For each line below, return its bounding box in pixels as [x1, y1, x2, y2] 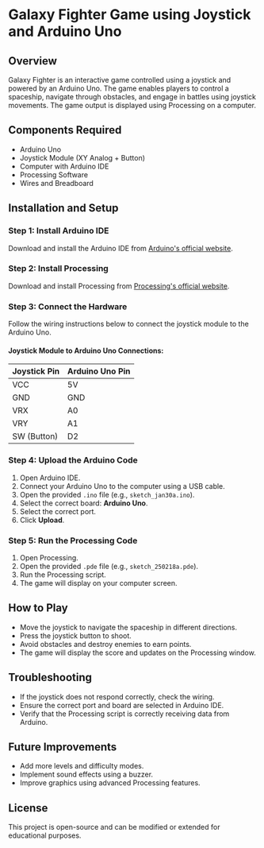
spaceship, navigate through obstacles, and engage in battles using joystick [8, 92, 256, 101]
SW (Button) [12, 431, 59, 442]
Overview [8, 54, 58, 68]
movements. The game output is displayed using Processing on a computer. [8, 101, 256, 110]
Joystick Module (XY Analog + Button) [19, 153, 145, 162]
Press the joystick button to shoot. [19, 630, 132, 641]
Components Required [8, 123, 122, 137]
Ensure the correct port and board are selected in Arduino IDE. [19, 700, 224, 710]
